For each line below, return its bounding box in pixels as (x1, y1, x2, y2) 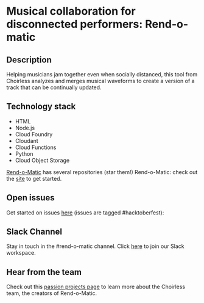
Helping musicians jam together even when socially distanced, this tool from (6, 71, 198, 78)
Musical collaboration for (6, 4, 136, 18)
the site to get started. (6, 175, 62, 182)
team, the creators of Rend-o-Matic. (6, 290, 97, 297)
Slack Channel (6, 227, 63, 237)
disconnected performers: (6, 17, 143, 31)
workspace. (6, 249, 36, 257)
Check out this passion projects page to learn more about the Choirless (6, 283, 186, 291)
